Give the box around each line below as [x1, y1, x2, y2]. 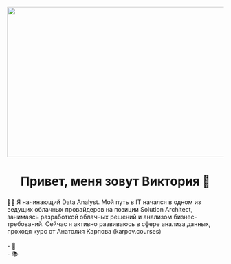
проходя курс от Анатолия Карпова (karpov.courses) [7, 228, 162, 236]
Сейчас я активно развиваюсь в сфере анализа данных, [45, 220, 211, 228]
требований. [7, 220, 44, 228]
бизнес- [173, 212, 197, 221]
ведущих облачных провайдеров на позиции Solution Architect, [7, 206, 193, 214]
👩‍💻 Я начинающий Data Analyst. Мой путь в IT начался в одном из [7, 198, 201, 206]
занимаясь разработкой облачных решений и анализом [7, 212, 173, 221]
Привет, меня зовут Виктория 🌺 [20, 174, 211, 189]
